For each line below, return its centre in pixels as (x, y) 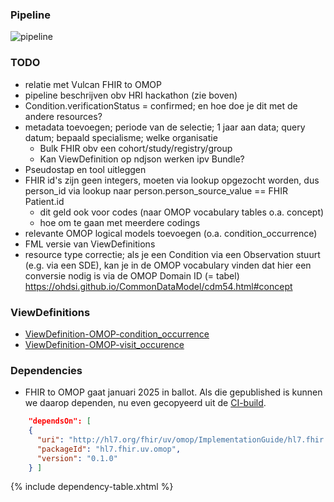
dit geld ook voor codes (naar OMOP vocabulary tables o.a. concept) (182, 212)
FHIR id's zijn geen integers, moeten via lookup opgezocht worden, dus (172, 180)
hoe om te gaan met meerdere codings (120, 222)
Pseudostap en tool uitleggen (85, 169)
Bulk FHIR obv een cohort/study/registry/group (136, 148)
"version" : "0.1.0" (77, 458)
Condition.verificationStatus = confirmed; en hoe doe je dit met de (161, 105)
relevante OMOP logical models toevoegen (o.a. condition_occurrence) (171, 233)
